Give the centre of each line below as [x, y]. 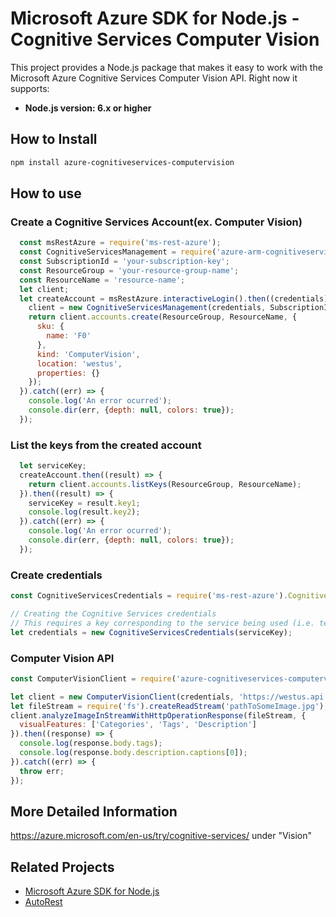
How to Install [54, 139]
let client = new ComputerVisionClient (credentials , [122, 697]
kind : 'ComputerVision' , [88, 354]
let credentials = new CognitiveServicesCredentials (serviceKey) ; [151, 632]
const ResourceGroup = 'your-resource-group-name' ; [129, 270]
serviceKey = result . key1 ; [84, 503]
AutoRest [43, 902]
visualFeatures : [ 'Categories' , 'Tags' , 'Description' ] [138, 725]
